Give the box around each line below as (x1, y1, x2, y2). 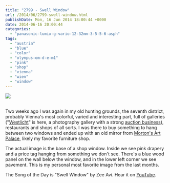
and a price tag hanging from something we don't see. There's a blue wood (5, 151, 164, 157)
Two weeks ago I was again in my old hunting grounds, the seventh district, (5, 108, 164, 114)
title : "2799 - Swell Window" (5, 7, 70, 13)
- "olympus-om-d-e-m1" (10, 55, 58, 60)
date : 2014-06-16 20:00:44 (5, 22, 63, 27)
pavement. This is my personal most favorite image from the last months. (5, 161, 160, 168)
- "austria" (10, 41, 36, 46)
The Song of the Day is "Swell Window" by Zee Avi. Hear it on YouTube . (5, 171, 156, 177)
